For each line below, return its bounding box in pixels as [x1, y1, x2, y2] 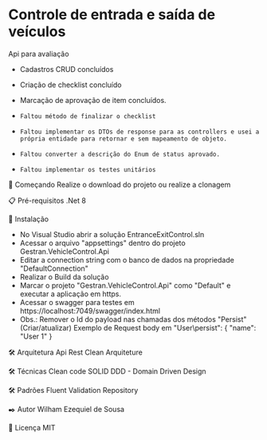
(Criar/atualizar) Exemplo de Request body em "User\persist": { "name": [19, 323, 257, 332]
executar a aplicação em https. [19, 289, 122, 299]
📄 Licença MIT [8, 422, 56, 432]
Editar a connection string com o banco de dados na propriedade [19, 255, 235, 264]
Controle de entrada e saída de [8, 6, 216, 24]
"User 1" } [19, 331, 53, 341]
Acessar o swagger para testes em [19, 297, 135, 307]
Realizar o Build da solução [19, 272, 109, 281]
